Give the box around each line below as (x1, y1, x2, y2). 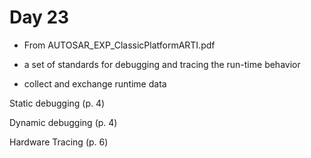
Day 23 (9, 6, 70, 29)
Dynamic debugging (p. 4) (9, 116, 118, 128)
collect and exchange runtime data (23, 77, 167, 90)
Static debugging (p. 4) (9, 97, 106, 109)
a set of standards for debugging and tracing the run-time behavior (23, 58, 301, 70)
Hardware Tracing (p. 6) (9, 136, 109, 148)
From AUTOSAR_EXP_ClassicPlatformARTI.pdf (23, 39, 216, 51)
